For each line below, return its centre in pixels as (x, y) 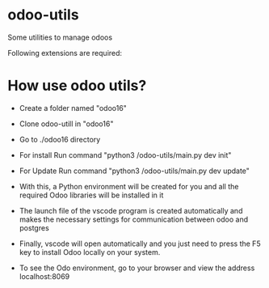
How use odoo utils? (77, 86)
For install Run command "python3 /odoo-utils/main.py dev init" (125, 155)
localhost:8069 (44, 276)
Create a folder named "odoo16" (73, 108)
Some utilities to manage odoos (60, 37)
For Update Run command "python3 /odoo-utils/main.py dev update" (134, 171)
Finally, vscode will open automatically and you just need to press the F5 (140, 244)
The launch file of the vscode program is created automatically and (131, 210)
